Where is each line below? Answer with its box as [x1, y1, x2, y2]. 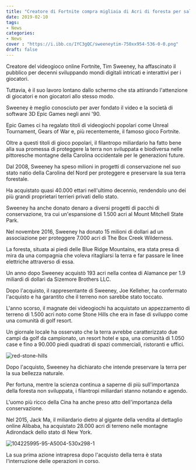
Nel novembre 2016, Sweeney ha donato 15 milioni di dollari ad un [6, 228, 164, 235]
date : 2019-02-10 [6, 14, 48, 20]
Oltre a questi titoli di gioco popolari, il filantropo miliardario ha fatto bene [6, 139, 182, 146]
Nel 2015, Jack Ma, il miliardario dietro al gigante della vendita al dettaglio [6, 416, 183, 423]
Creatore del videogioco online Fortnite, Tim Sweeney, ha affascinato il [6, 63, 176, 70]
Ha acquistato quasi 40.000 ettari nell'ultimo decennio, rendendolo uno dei [6, 187, 187, 194]
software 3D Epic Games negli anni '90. [6, 110, 101, 117]
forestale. [6, 175, 29, 182]
